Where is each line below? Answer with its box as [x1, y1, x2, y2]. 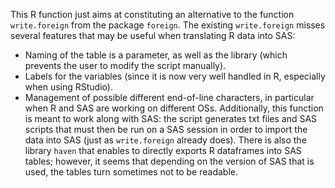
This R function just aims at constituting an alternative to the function [10, 9, 295, 20]
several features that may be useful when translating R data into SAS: [10, 30, 296, 41]
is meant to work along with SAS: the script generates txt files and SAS [24, 113, 318, 124]
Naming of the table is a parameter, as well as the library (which [24, 49, 288, 61]
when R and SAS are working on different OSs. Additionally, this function [24, 102, 324, 114]
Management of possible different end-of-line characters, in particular [24, 92, 315, 103]
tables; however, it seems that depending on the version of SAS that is [24, 155, 315, 167]
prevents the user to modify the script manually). [24, 60, 227, 71]
